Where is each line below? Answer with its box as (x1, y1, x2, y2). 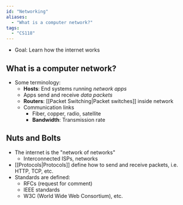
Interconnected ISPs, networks (23, 155, 98, 162)
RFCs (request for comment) (23, 180, 93, 187)
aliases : (6, 14, 28, 20)
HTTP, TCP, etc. (14, 168, 54, 175)
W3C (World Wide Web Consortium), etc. (23, 192, 123, 199)
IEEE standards (23, 186, 60, 193)
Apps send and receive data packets (23, 91, 113, 98)
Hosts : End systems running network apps (23, 85, 127, 92)
